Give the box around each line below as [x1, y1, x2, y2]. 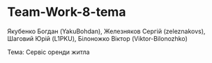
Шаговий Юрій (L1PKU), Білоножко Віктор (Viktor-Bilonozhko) [7, 34, 188, 42]
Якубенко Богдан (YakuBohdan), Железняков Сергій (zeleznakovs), [7, 27, 206, 35]
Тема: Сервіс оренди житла [7, 48, 90, 56]
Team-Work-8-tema [7, 4, 126, 20]
